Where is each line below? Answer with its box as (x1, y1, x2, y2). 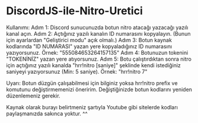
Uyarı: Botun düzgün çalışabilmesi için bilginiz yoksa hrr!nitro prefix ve (6, 79, 178, 87)
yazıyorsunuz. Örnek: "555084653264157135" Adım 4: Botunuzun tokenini (6, 49, 189, 56)
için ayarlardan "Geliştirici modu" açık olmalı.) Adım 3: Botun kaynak (6, 36, 172, 43)
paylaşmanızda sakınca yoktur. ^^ (6, 110, 88, 117)
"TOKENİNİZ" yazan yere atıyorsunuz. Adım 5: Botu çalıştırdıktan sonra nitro (6, 55, 191, 62)
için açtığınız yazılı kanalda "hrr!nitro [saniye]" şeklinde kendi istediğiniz (6, 61, 181, 69)
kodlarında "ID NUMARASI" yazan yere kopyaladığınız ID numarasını (6, 43, 173, 50)
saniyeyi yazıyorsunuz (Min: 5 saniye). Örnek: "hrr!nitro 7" (6, 68, 148, 75)
